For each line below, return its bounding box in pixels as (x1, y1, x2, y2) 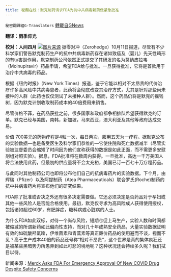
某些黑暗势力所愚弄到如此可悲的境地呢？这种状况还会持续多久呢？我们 (14, 243, 161, 249)
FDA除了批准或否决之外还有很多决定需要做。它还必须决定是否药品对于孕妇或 (5, 193, 166, 199)
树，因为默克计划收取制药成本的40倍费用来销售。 (5, 99, 109, 105)
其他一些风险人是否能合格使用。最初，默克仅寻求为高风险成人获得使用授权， (5, 200, 166, 206)
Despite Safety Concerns (5, 266, 58, 272)
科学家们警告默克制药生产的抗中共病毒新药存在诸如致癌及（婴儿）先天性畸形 (5, 50, 166, 56)
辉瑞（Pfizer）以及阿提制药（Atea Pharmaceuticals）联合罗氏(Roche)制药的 (5, 177, 165, 183)
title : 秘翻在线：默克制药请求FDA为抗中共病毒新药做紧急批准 (5, 7, 119, 13)
